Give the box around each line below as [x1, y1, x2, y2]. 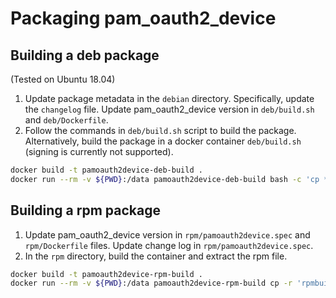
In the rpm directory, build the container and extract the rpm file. [24, 250, 288, 262]
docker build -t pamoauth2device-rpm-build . [10, 269, 203, 279]
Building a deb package [10, 47, 160, 64]
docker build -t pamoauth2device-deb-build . [10, 165, 203, 175]
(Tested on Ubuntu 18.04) [10, 73, 116, 85]
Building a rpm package [10, 202, 161, 219]
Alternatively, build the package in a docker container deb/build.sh [24, 135, 302, 147]
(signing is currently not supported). [24, 146, 174, 157]
